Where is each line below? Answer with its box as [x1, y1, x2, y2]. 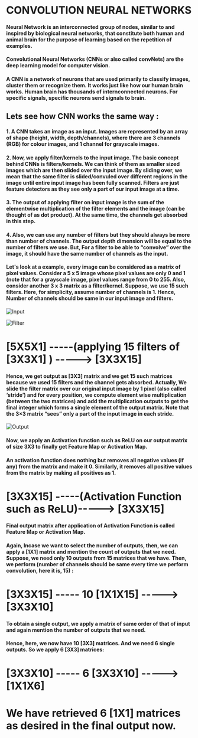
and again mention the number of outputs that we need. [6, 626, 146, 633]
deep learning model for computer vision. [6, 62, 111, 69]
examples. [6, 42, 33, 49]
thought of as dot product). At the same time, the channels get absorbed [6, 211, 188, 218]
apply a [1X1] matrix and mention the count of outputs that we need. [6, 548, 176, 555]
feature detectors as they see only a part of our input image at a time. [6, 185, 180, 192]
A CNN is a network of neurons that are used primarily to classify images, [6, 75, 190, 83]
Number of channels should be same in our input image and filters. [6, 295, 174, 302]
